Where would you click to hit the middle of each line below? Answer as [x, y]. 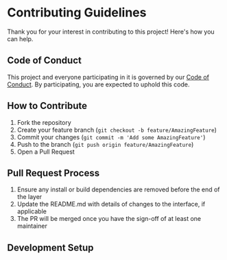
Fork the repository [44, 122]
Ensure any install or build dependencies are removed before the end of [119, 189]
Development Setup [50, 247]
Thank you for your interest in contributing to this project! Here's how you [111, 32]
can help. [20, 38]
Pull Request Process [53, 173]
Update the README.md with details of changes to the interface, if [111, 204]
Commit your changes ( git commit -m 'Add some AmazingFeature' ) [111, 137]
